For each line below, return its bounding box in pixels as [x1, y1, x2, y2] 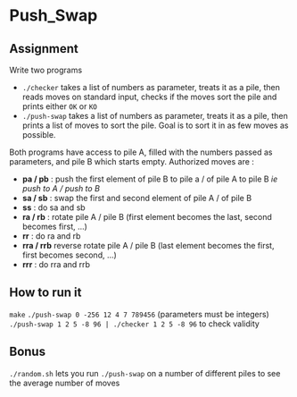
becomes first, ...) [21, 221, 87, 232]
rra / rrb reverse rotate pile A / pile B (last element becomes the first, [21, 241, 275, 250]
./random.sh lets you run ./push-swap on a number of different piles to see [9, 367, 281, 378]
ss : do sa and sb [21, 202, 87, 213]
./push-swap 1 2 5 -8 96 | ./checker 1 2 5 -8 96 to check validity [9, 318, 260, 329]
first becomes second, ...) [21, 249, 118, 260]
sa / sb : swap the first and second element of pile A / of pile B [21, 193, 252, 203]
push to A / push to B [21, 183, 101, 193]
